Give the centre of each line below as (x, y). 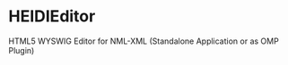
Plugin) (22, 50)
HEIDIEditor (52, 16)
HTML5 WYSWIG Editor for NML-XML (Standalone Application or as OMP (144, 41)
